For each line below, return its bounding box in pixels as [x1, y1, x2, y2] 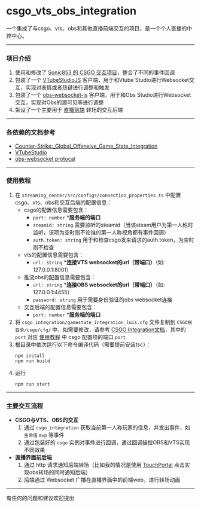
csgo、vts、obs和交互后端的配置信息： [14, 198, 112, 206]
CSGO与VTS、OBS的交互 [14, 417, 79, 424]
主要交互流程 [6, 402, 44, 410]
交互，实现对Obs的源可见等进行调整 [14, 99, 104, 106]
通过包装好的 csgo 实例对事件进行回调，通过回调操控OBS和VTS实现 [23, 439, 190, 446]
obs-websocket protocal [14, 155, 76, 162]
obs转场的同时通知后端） [29, 469, 91, 476]
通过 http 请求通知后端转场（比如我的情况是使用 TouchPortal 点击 [23, 462, 185, 469]
